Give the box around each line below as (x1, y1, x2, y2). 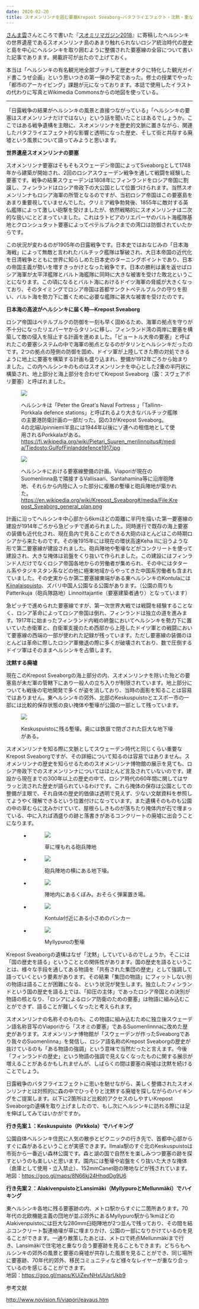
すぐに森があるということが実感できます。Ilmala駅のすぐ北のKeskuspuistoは (6, 1142, 193, 1149)
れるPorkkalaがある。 (31, 431, 84, 438)
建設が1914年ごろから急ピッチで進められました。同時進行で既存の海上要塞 (6, 522, 188, 529)
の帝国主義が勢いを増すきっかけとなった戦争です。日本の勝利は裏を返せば (6, 263, 187, 270)
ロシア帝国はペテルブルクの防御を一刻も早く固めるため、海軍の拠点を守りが (6, 318, 193, 325)
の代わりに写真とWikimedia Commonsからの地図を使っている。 (6, 88, 162, 96)
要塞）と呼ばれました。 (11, 378, 69, 385)
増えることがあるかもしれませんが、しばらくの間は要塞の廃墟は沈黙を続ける (6, 1060, 192, 1067)
